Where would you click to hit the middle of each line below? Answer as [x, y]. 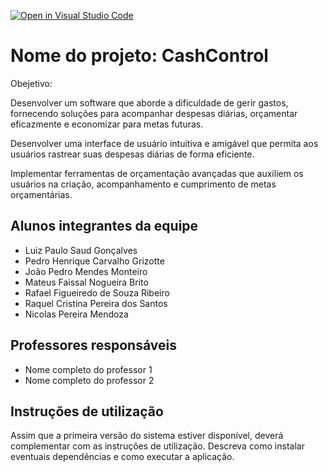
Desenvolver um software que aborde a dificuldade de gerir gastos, [149, 102]
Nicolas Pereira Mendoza [76, 314]
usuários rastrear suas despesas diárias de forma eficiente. [132, 154]
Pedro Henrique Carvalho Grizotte [94, 261]
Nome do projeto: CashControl [139, 56]
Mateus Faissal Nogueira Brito [86, 282]
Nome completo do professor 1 [88, 369]
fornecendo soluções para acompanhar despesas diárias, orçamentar [154, 113]
